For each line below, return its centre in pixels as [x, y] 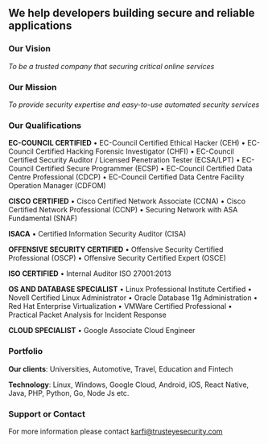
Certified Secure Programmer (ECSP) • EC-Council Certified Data [144, 169]
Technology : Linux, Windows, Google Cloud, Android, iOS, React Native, [129, 384]
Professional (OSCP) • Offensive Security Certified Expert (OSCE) [118, 258]
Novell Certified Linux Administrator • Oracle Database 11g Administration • [133, 298]
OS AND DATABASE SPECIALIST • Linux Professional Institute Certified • [130, 290]
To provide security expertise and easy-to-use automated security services [134, 105]
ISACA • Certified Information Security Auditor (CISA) [97, 234]
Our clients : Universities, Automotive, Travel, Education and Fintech [121, 368]
